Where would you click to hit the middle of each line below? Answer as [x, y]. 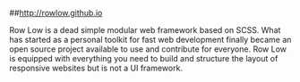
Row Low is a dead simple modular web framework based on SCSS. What [145, 30]
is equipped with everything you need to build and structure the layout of [144, 58]
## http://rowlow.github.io [56, 13]
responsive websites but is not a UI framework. [96, 68]
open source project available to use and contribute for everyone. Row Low [148, 49]
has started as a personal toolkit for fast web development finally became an [150, 40]
